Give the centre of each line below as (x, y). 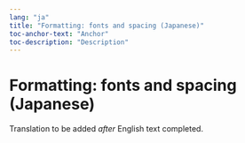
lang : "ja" (29, 17)
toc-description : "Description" (69, 42)
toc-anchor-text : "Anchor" (59, 34)
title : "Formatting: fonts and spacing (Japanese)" (107, 26)
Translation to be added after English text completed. (107, 129)
